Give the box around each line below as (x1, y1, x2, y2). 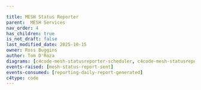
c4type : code (6, 75, 39, 81)
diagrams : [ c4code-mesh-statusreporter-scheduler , (6, 58, 135, 64)
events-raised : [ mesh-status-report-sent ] (6, 64, 114, 70)
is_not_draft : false (6, 36, 58, 42)
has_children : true (6, 30, 55, 36)
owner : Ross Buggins (6, 47, 58, 54)
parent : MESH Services (6, 19, 66, 26)
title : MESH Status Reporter (6, 14, 79, 20)
